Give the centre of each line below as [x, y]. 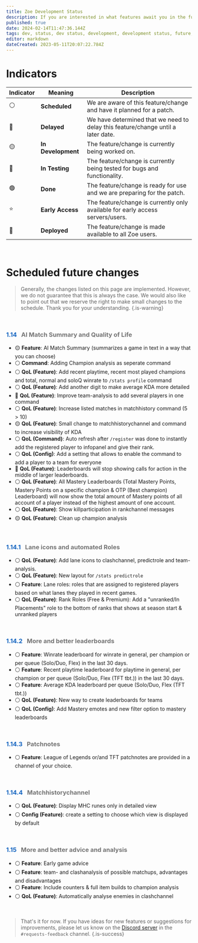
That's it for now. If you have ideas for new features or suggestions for [106, 921]
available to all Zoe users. [122, 234]
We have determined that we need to [138, 119]
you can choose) [35, 357]
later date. [101, 134]
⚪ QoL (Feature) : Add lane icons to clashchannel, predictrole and [95, 560]
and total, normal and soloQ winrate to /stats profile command [93, 380]
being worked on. [111, 151]
